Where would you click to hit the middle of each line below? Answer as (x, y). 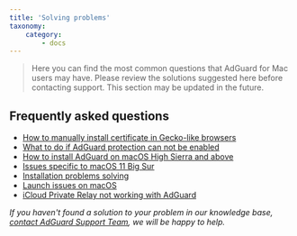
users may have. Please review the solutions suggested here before (157, 78)
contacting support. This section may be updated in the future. (148, 87)
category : (44, 34)
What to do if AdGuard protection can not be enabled (121, 147)
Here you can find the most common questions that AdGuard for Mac (160, 68)
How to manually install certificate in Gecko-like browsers (129, 138)
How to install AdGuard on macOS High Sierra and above (128, 157)
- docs (54, 43)
